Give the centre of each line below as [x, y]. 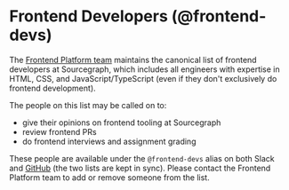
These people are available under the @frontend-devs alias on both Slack [142, 158]
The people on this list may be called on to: [88, 105]
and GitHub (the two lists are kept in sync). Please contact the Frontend [140, 168]
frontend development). [52, 88]
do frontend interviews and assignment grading [109, 141]
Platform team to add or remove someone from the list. [110, 177]
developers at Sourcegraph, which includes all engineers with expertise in [144, 69]
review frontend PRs [59, 131]
